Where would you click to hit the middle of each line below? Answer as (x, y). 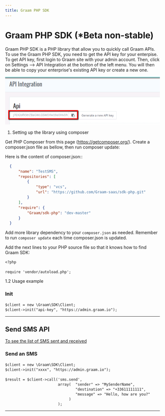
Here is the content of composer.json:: (44, 156)
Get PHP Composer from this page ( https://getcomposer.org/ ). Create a (78, 142)
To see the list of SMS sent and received (46, 341)
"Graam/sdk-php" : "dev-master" (59, 213)
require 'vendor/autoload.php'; (38, 272)
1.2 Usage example (24, 281)
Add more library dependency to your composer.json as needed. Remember (82, 233)
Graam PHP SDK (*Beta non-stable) (79, 35)
